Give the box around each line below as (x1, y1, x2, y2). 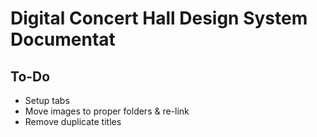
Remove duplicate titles (24, 116, 122, 127)
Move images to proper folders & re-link (24, 105, 190, 117)
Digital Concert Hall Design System (10, 7, 308, 30)
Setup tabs (24, 95, 70, 106)
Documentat (10, 28, 116, 51)
